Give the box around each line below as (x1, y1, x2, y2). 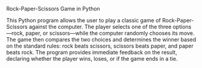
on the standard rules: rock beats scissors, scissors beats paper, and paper (6, 42, 194, 49)
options (172, 23, 192, 30)
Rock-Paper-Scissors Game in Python (6, 5, 101, 12)
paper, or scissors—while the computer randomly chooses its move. (25, 29, 195, 37)
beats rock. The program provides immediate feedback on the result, (6, 49, 177, 56)
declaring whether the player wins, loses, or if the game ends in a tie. (6, 55, 178, 62)
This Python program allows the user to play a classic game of (6, 17, 161, 23)
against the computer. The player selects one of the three (29, 23, 172, 30)
